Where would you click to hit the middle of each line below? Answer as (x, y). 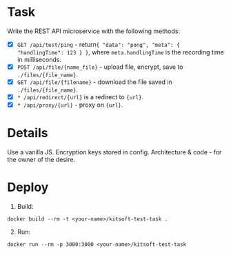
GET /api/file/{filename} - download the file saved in (94, 82)
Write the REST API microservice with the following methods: (94, 31)
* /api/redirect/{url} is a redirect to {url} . (80, 97)
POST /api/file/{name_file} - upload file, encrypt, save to (100, 67)
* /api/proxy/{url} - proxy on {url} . (70, 105)
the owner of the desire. (41, 160)
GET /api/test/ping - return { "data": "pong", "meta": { (99, 44)
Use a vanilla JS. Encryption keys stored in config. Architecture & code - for (114, 152)
